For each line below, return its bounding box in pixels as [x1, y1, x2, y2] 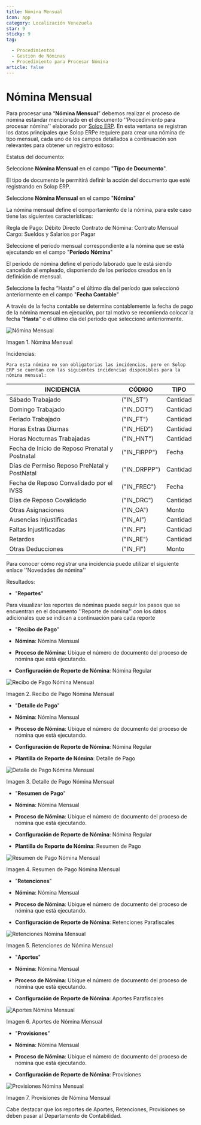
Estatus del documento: [6, 154, 65, 161]
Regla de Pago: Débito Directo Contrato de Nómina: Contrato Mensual [6, 224, 178, 232]
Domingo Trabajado [9, 406, 65, 414]
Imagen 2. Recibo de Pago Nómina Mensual [6, 691, 114, 698]
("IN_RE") [121, 535, 148, 544]
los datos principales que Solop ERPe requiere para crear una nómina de [6, 129, 185, 136]
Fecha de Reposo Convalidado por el [9, 479, 113, 487]
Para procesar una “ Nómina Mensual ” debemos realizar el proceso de [6, 110, 181, 117]
